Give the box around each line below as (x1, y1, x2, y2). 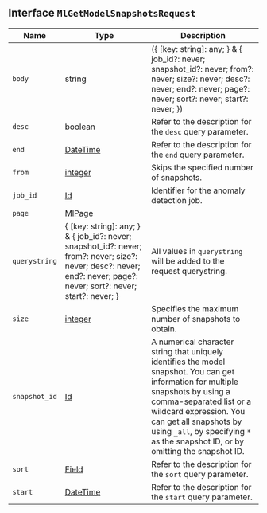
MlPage (64, 207, 94, 218)
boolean (64, 121, 95, 132)
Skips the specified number (150, 162, 254, 173)
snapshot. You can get (150, 366, 235, 377)
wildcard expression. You (150, 405, 246, 417)
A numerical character (150, 336, 234, 347)
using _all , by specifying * (150, 425, 252, 437)
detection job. (150, 194, 203, 206)
